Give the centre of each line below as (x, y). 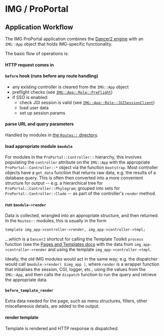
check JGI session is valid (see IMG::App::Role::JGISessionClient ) (87, 102)
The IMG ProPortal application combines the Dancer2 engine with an (74, 39)
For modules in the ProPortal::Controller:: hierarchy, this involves (73, 157)
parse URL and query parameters (40, 124)
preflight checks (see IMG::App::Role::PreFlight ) (62, 92)
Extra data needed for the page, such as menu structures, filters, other (76, 301)
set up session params (42, 113)
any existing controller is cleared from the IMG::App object (70, 87)
